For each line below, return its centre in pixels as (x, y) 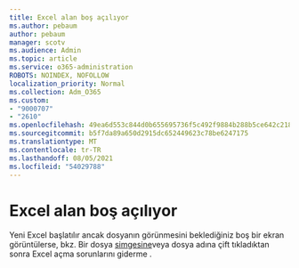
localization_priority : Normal (67, 84)
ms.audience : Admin (45, 51)
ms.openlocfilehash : (48, 126)
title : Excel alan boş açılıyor (69, 17)
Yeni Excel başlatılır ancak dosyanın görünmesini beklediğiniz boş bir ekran (147, 235)
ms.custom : (29, 100)
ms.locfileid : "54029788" (57, 166)
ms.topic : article (43, 59)
